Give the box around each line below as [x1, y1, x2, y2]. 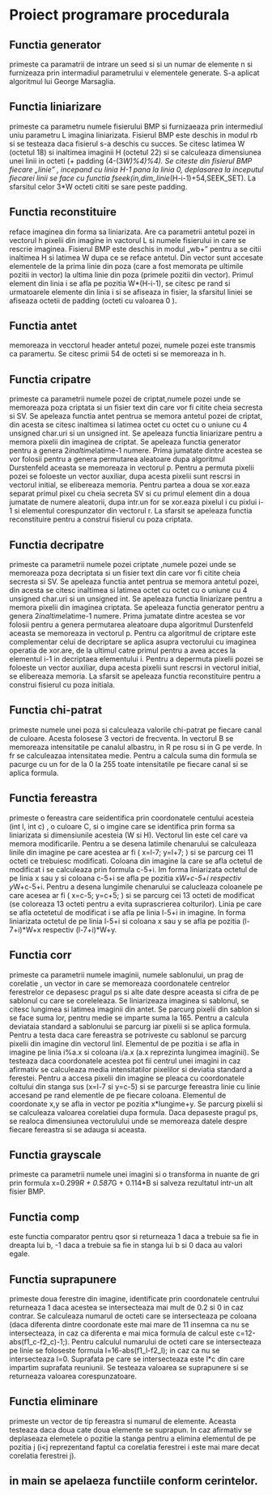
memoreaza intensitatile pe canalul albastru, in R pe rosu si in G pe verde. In [9, 742, 262, 752]
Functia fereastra [9, 791, 98, 805]
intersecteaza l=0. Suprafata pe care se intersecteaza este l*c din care [9, 1354, 245, 1364]
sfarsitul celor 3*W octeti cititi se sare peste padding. [9, 181, 188, 191]
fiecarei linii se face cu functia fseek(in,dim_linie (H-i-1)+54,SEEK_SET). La [9, 172, 257, 183]
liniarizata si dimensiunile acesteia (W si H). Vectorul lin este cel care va [9, 830, 249, 840]
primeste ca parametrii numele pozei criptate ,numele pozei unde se [9, 560, 237, 569]
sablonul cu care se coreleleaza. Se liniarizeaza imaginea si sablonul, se [9, 995, 249, 1005]
